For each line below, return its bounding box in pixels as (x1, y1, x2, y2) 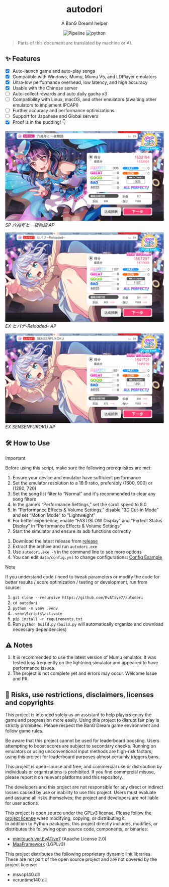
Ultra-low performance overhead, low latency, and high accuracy (12, 79, 148, 85)
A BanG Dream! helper (61, 20, 108, 26)
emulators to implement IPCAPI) (12, 102, 79, 108)
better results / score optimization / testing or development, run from (5, 579, 147, 585)
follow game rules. (5, 728, 44, 734)
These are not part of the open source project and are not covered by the (5, 856, 157, 862)
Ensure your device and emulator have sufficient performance (12, 474, 141, 480)
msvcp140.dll (12, 871, 40, 877)
